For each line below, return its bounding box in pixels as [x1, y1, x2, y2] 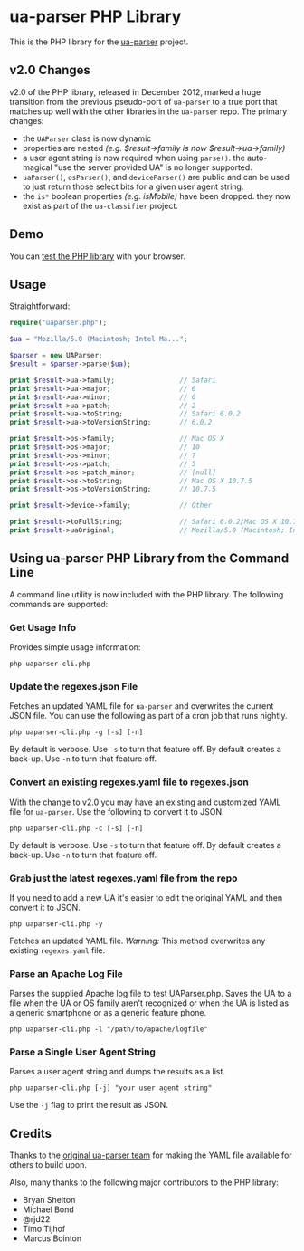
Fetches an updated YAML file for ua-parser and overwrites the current [9, 701, 274, 711]
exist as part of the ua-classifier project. [22, 200, 179, 211]
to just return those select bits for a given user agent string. [22, 181, 244, 192]
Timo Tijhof [22, 1224, 66, 1235]
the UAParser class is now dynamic [22, 133, 152, 144]
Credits [9, 1125, 52, 1141]
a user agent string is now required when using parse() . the [22, 152, 246, 163]
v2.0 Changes [9, 62, 90, 78]
